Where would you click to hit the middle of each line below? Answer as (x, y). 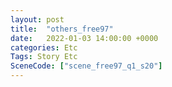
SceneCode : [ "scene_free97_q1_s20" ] (86, 66)
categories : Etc (44, 47)
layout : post (37, 19)
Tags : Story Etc (44, 57)
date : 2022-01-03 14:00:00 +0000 (84, 38)
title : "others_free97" (62, 29)
